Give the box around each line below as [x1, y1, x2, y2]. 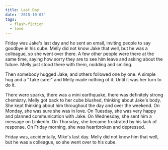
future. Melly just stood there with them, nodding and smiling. [5, 62, 133, 68]
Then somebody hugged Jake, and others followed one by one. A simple [5, 71, 156, 77]
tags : [5, 17, 17, 22]
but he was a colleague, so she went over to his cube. [5, 139, 117, 145]
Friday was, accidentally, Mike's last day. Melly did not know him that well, [5, 134, 159, 140]
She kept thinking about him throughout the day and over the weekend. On [5, 103, 160, 109]
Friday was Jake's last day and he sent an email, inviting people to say [5, 40, 151, 46]
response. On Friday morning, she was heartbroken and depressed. [5, 124, 145, 130]
